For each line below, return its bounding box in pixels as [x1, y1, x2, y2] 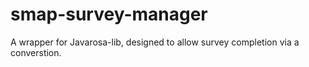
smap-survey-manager [10, 3, 208, 26]
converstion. [10, 46, 62, 58]
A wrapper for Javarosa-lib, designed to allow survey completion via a [10, 36, 300, 48]
